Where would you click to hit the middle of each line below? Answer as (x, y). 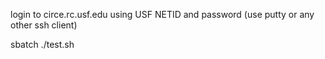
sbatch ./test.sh (42, 44)
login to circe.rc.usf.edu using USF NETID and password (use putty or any (162, 14)
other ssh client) (44, 25)
